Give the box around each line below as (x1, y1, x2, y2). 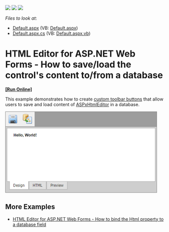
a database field (12, 221, 46, 227)
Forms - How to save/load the (5, 59, 132, 70)
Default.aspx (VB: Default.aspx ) (12, 25, 78, 31)
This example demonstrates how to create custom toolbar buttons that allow (5, 96, 164, 102)
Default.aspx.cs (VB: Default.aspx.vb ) (12, 30, 91, 36)
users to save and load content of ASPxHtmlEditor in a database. (5, 101, 140, 107)
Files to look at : (5, 15, 37, 21)
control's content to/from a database (5, 70, 163, 81)
